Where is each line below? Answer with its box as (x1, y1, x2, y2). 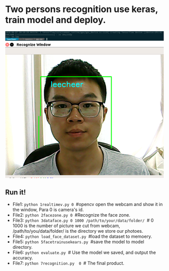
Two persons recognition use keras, (5, 4, 158, 15)
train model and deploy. (5, 14, 106, 26)
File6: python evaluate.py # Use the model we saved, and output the (12, 249, 156, 255)
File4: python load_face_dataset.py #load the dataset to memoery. (12, 233, 152, 240)
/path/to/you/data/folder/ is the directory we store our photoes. (12, 228, 143, 234)
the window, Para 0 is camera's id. (12, 207, 84, 213)
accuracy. (12, 255, 34, 261)
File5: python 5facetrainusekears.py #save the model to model (12, 239, 144, 245)
